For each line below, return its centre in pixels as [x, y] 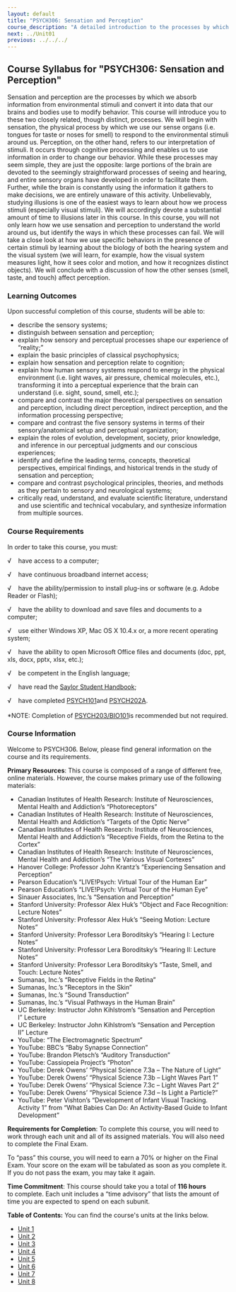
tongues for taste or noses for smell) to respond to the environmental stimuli [118, 135]
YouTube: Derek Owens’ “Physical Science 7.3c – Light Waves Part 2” [118, 1085]
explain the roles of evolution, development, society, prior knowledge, [119, 438]
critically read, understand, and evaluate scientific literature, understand [123, 498]
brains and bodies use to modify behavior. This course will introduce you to [117, 112]
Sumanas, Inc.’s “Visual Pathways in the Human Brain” [96, 1002]
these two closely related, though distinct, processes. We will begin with [112, 119]
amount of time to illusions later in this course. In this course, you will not [113, 217]
